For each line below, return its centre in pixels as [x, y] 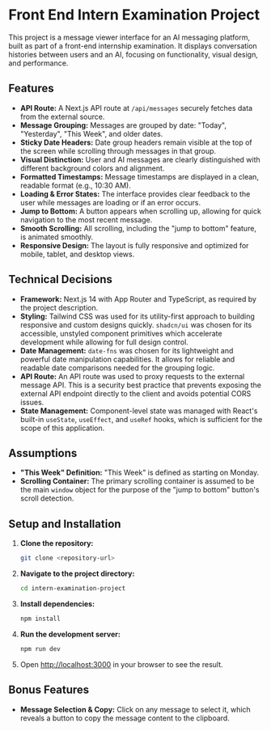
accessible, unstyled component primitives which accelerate [121, 333]
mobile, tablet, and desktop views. [77, 254]
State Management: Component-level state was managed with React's [139, 411]
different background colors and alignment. [92, 168]
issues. [32, 402]
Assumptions [43, 453]
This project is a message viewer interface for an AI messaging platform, [129, 37]
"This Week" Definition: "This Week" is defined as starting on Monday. [140, 473]
